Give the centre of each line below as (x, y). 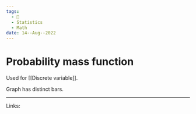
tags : (13, 11)
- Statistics (27, 22)
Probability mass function (70, 62)
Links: (13, 106)
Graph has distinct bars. (35, 89)
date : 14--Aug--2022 (31, 33)
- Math (19, 28)
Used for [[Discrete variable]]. (42, 78)
